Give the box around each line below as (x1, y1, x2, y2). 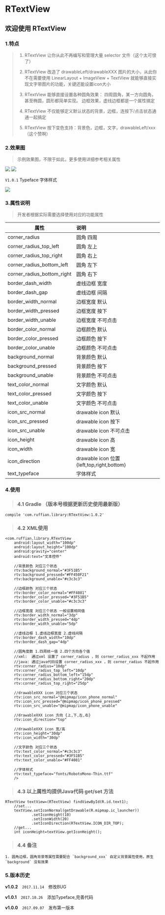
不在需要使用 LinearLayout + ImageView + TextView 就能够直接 (24, 75, 152, 81)
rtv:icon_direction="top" (14, 717, 67, 722)
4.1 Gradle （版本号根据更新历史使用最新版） (17, 501, 123, 508)
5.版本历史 (5, 872, 30, 879)
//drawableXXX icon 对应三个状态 (14, 690, 78, 695)
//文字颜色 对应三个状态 (14, 745, 57, 749)
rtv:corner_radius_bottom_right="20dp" (14, 676, 96, 681)
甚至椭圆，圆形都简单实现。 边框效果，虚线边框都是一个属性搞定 (24, 97, 155, 104)
